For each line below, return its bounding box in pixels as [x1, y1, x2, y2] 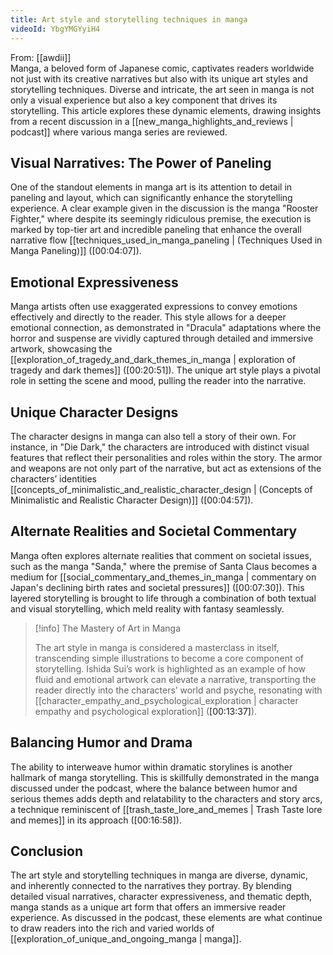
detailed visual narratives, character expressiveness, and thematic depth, [10, 891, 313, 903]
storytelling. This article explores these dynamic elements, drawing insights [10, 104, 322, 116]
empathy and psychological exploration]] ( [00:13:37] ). [34, 705, 258, 717]
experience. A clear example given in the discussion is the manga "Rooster [10, 202, 319, 215]
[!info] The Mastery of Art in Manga [34, 622, 182, 634]
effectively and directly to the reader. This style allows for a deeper [10, 311, 287, 323]
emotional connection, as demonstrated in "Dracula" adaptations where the [10, 322, 322, 334]
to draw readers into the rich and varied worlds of [10, 922, 215, 935]
